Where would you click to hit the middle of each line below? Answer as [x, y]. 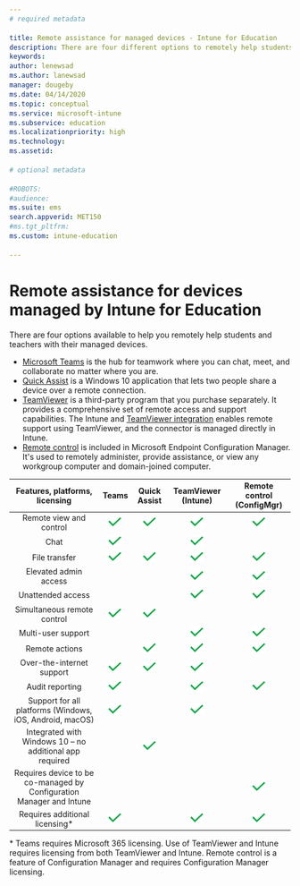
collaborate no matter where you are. [90, 371]
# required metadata [48, 19]
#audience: [29, 198]
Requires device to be [54, 773]
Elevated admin [54, 572]
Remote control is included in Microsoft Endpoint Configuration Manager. [156, 447]
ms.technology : [37, 142]
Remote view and [54, 518]
